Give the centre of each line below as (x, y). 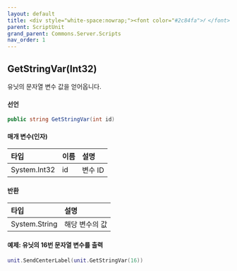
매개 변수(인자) (28, 136)
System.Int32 (33, 170)
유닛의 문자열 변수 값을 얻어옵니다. (54, 86)
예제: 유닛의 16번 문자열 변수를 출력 (55, 245)
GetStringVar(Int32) (52, 69)
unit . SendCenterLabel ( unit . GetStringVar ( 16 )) (75, 260)
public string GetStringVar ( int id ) (61, 120)
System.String (34, 224)
